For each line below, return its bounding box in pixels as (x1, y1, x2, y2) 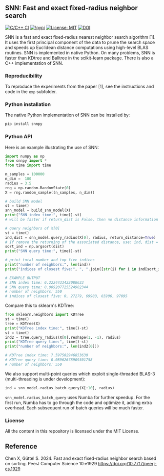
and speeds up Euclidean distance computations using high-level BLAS (5, 44, 149, 50)
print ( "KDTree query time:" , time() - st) (5, 339, 89, 345)
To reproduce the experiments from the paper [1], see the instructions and (5, 83, 154, 90)
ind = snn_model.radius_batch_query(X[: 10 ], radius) (5, 385, 115, 390)
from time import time (5, 163, 51, 168)
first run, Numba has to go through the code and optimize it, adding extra (5, 400, 152, 405)
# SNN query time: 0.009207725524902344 (5, 284, 89, 290)
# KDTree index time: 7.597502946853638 (5, 353, 89, 358)
